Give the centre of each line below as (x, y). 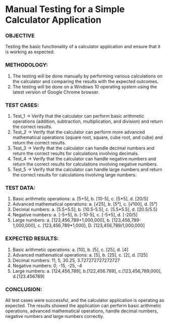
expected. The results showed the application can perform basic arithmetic (83, 305)
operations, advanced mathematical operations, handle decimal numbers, (82, 311)
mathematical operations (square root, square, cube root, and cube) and (88, 137)
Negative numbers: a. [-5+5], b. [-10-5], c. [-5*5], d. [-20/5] (75, 215)
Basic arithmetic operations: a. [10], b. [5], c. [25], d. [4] (70, 250)
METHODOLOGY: (26, 65)
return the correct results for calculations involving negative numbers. (85, 164)
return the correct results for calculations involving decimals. (76, 153)
